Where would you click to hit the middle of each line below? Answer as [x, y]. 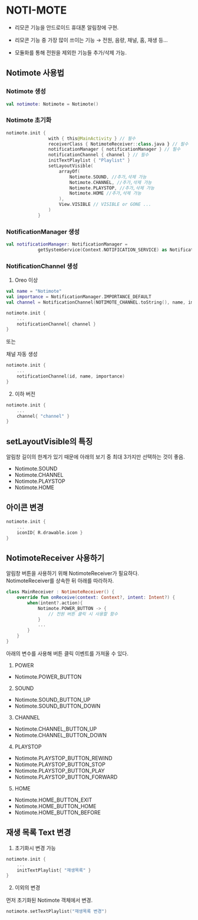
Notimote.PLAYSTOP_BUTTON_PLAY [60, 770]
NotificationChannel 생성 [42, 266]
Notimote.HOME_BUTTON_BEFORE [58, 812]
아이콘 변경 [25, 507]
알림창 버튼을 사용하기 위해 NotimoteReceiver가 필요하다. [73, 573]
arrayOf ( [70, 171]
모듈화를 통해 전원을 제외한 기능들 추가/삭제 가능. [70, 52]
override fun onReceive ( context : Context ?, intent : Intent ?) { [96, 598]
